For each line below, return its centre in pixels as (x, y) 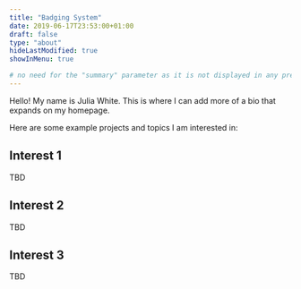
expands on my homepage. (60, 110)
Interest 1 (35, 156)
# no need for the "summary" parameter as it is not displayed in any (144, 76)
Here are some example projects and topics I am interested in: (124, 127)
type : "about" (36, 42)
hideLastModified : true (54, 51)
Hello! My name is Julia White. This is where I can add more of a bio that (142, 100)
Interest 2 (37, 205)
